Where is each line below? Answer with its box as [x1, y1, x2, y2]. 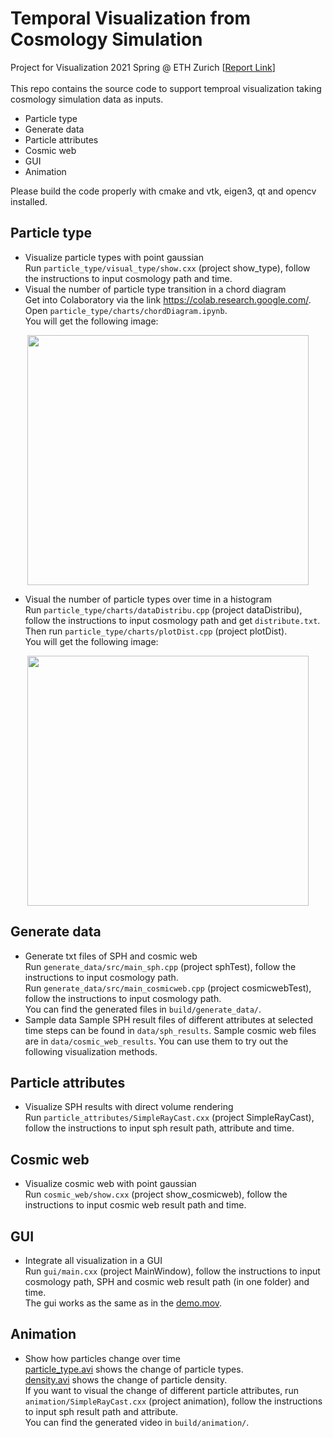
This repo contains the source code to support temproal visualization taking [10, 82, 322, 94]
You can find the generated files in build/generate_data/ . [24, 1003, 262, 1015]
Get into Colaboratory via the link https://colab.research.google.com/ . [24, 293, 312, 306]
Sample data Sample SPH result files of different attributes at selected [24, 1013, 314, 1026]
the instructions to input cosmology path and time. [24, 272, 233, 284]
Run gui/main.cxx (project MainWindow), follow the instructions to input [24, 1265, 321, 1277]
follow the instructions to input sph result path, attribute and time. [24, 1122, 295, 1134]
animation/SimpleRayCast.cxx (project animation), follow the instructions [24, 1395, 323, 1407]
